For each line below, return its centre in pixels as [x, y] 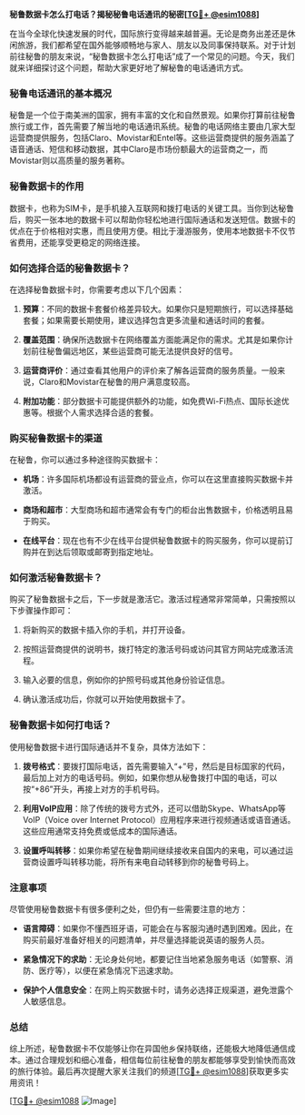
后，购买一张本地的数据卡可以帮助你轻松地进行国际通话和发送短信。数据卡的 [152, 219]
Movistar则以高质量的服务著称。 [69, 161]
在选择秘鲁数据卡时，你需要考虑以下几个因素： [97, 289]
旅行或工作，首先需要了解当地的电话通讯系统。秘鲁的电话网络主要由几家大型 [152, 127]
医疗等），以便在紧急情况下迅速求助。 [108, 971]
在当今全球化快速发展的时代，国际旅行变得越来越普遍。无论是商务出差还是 [148, 34]
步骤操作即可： [45, 611]
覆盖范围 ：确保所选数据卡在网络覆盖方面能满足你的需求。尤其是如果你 [154, 340]
